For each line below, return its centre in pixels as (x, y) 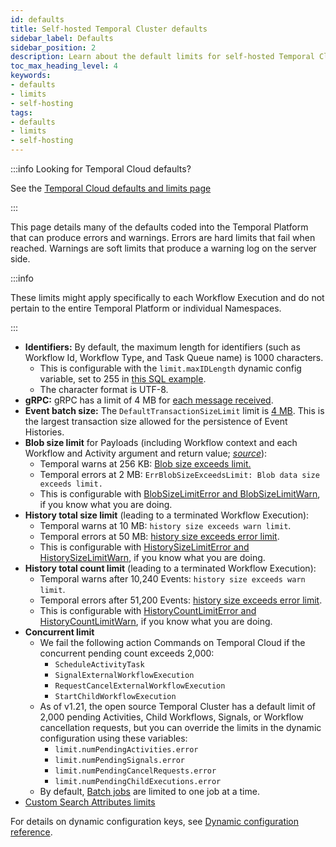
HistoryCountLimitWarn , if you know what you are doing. (156, 621)
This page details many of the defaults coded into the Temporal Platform (159, 227)
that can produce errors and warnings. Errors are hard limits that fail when (163, 237)
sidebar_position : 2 (53, 47)
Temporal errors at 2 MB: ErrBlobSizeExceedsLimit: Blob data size (179, 474)
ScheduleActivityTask (99, 665)
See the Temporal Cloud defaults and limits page (111, 188)
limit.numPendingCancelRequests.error (135, 771)
